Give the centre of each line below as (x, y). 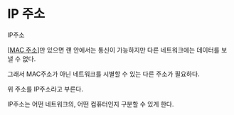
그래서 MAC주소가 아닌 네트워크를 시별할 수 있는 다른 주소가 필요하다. (104, 74)
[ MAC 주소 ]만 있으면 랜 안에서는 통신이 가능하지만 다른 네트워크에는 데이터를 (113, 50)
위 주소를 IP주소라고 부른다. (46, 89)
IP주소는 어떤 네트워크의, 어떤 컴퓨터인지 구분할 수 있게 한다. (91, 104)
